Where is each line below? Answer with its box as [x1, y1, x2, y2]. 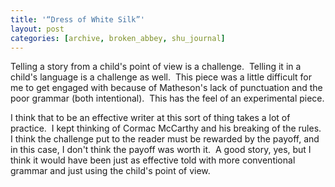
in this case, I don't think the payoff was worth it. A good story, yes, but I [10, 144, 312, 156]
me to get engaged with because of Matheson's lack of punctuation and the [10, 82, 323, 94]
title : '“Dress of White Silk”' [10, 14, 145, 25]
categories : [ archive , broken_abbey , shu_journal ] [10, 33, 226, 43]
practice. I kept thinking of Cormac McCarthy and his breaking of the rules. [10, 122, 322, 135]
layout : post [10, 24, 65, 34]
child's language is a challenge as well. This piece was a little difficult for [10, 71, 313, 83]
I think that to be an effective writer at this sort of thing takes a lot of [10, 112, 291, 124]
